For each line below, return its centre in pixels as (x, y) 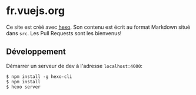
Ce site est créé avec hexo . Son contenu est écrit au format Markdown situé (98, 27)
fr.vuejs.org (36, 11)
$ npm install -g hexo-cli (39, 77)
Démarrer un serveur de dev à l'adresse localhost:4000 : (74, 66)
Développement (36, 52)
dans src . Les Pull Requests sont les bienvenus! (64, 33)
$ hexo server (24, 87)
